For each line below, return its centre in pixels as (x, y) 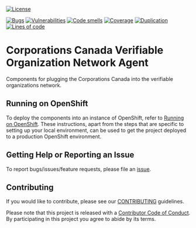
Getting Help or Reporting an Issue (70, 155)
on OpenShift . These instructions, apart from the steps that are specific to (95, 124)
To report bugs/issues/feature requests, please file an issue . (79, 169)
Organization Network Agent (78, 63)
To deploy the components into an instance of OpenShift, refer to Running (95, 118)
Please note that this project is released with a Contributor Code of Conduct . (98, 213)
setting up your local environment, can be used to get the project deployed (96, 130)
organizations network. (34, 85)
